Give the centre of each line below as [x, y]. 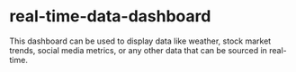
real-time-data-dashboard [110, 16]
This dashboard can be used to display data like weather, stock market [140, 41]
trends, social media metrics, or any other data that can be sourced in [139, 50]
